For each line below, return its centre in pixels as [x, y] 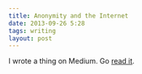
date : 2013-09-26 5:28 [47, 23]
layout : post [30, 38]
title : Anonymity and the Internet [69, 16]
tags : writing [32, 31]
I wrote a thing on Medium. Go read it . [72, 61]
